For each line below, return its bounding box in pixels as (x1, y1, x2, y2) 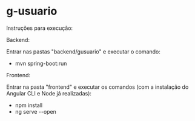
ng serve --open (15, 108, 56, 115)
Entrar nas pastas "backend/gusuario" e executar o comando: (6, 47, 160, 55)
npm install (15, 102, 43, 109)
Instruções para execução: (6, 24, 73, 32)
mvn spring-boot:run (15, 60, 67, 67)
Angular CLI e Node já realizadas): (6, 89, 92, 97)
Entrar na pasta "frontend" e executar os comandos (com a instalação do (6, 83, 189, 91)
